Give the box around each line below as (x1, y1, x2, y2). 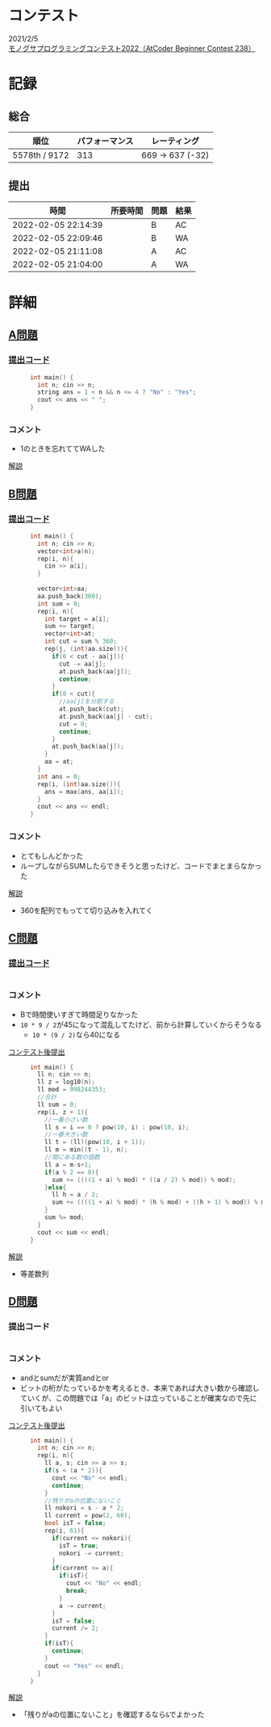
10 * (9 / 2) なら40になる (31, 1029, 121, 1039)
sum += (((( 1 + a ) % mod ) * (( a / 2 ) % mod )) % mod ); (51, 1176, 236, 1184)
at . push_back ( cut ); (59, 705, 125, 713)
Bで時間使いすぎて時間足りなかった (19, 1009, 139, 1019)
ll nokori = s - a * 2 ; (44, 1504, 125, 1512)
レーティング (151, 135, 200, 146)
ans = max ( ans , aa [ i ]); (44, 787, 125, 796)
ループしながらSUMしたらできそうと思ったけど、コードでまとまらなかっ (19, 861, 262, 871)
